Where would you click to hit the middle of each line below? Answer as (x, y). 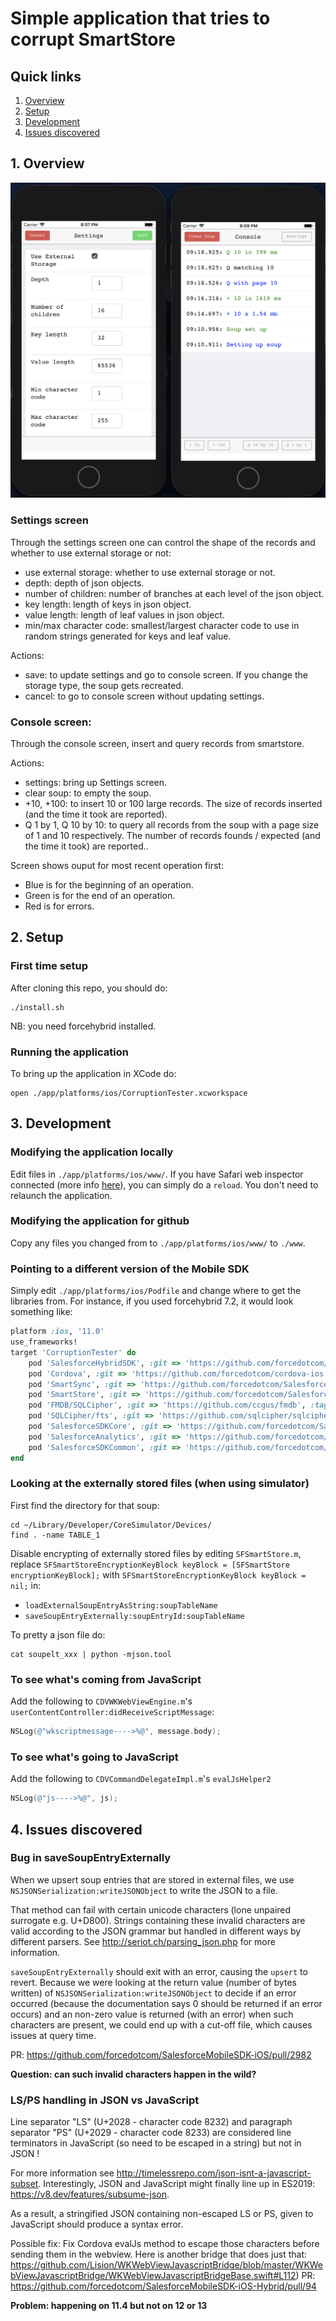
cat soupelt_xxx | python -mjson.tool (91, 1654)
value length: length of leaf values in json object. (124, 614)
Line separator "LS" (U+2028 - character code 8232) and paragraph (151, 2122)
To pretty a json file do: (58, 1634)
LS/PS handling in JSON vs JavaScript (105, 2100)
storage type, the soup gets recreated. (104, 685)
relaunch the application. (61, 1195)
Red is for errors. (59, 906)
